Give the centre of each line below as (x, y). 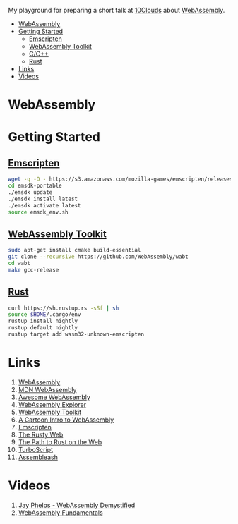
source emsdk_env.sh (38, 212)
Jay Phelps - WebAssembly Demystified (77, 505)
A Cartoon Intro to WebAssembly (66, 420)
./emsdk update (30, 192)
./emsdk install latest (43, 199)
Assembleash (38, 457)
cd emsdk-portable (35, 186)
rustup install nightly (43, 321)
